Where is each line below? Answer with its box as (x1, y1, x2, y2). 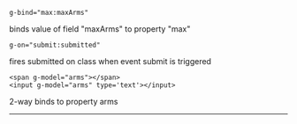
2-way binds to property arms (9, 97, 118, 106)
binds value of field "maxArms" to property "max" (9, 24, 191, 34)
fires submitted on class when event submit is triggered (9, 56, 212, 66)
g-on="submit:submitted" (9, 40, 101, 49)
